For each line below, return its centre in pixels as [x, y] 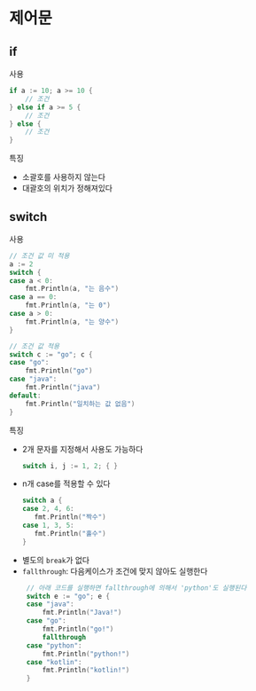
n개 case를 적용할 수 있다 [66, 483]
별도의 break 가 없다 [56, 560]
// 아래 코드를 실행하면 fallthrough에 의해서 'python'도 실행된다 [136, 588]
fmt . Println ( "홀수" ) [70, 533]
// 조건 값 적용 [35, 346]
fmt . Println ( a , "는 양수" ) [72, 322]
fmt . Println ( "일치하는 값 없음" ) [80, 404]
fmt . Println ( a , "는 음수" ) [72, 289]
